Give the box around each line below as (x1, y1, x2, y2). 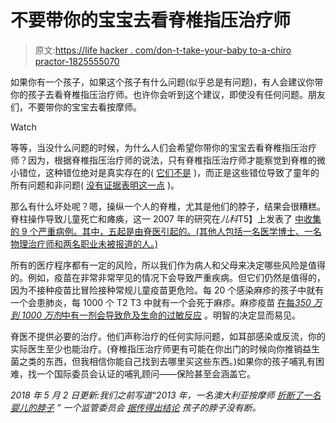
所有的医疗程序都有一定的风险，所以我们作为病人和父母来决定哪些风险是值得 (10, 259, 326, 271)
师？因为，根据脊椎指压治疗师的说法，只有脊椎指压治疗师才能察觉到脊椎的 (10, 154, 317, 166)
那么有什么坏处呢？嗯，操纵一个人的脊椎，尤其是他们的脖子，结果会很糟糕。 (10, 200, 326, 212)
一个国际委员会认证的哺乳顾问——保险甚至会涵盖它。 (36, 367, 256, 380)
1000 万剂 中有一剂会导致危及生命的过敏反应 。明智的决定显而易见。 (21, 309, 301, 321)
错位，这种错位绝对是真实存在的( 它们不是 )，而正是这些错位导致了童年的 (18, 166, 320, 178)
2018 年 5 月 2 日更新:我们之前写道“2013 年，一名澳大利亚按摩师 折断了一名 (10, 389, 322, 401)
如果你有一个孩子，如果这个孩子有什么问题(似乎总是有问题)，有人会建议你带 (10, 76, 324, 88)
